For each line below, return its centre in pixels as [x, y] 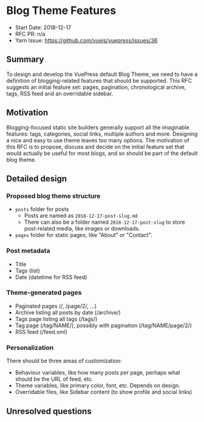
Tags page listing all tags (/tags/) [56, 319]
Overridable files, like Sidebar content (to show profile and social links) [104, 392]
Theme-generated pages [44, 292]
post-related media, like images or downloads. [82, 229]
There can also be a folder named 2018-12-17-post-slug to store [104, 222]
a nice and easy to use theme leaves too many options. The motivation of [98, 140]
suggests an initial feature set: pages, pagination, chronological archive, [96, 87]
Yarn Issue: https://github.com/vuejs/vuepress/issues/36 [86, 40]
